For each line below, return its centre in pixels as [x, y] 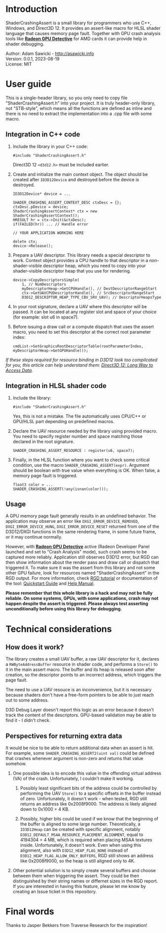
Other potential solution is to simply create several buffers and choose [84, 871]
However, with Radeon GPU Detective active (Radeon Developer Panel [78, 547]
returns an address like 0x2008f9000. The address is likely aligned [88, 804]
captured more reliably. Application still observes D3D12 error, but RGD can [82, 557]
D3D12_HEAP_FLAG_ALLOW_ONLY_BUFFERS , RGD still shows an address [87, 856]
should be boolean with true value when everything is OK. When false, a [86, 470]
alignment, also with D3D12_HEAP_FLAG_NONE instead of [74, 850]
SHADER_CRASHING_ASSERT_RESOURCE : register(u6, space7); [74, 450]
